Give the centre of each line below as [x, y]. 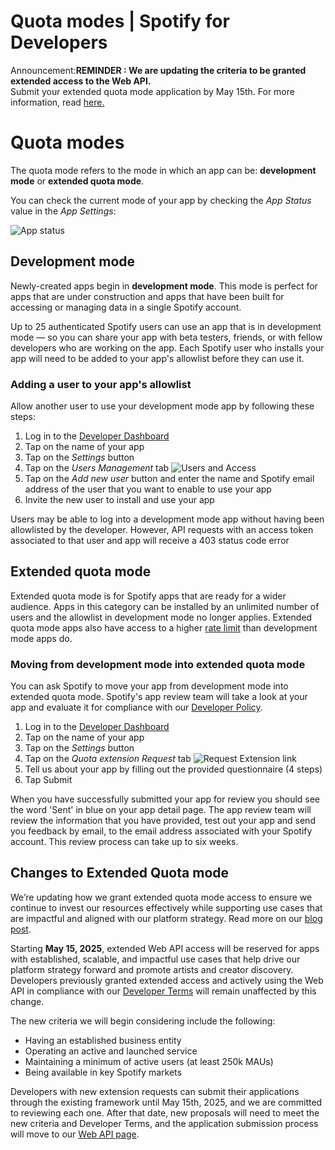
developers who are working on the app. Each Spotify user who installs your [167, 347]
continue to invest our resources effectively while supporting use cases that [166, 907]
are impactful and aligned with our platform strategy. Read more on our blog [166, 918]
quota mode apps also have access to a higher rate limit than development [164, 627]
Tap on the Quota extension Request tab [108, 759]
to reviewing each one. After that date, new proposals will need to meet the [165, 1112]
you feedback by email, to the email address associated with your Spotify [161, 831]
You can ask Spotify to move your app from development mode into [149, 686]
